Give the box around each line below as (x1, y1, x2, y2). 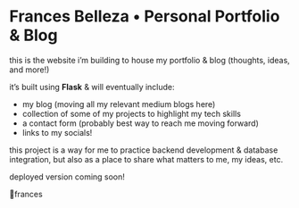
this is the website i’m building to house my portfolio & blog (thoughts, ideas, (9, 54, 290, 65)
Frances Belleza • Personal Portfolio (9, 6, 280, 27)
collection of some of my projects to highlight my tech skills (21, 108, 241, 119)
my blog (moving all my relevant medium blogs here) (21, 98, 216, 109)
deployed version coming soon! (9, 171, 125, 182)
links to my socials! (21, 127, 93, 137)
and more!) (9, 64, 50, 75)
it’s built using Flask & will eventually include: (9, 81, 176, 92)
